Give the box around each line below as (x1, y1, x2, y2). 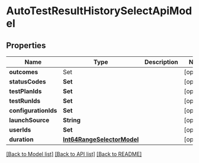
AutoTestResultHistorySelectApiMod (6, 4, 192, 18)
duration (9, 135, 34, 143)
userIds (9, 126, 31, 134)
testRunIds (9, 97, 41, 105)
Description (144, 58, 179, 66)
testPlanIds (9, 87, 42, 95)
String (63, 116, 81, 124)
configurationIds (9, 107, 57, 114)
